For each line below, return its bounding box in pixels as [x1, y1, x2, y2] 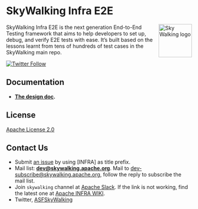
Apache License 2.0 [6, 126, 55, 133]
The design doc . [14, 93, 56, 100]
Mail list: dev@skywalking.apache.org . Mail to [14, 165, 130, 172]
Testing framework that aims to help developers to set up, [6, 30, 146, 37]
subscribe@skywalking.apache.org [14, 171, 101, 178]
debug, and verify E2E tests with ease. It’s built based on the [6, 36, 153, 43]
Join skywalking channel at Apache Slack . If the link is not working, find [14, 184, 189, 191]
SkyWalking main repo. [6, 48, 62, 55]
